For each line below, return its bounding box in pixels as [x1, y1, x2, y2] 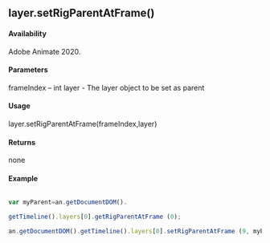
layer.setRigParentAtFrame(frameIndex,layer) [8, 119, 157, 128]
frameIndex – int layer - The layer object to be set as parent [8, 83, 205, 92]
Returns [8, 137, 36, 147]
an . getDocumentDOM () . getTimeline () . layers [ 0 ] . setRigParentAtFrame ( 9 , [8, 228, 250, 236]
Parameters [8, 65, 48, 75]
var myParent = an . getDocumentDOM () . [8, 198, 128, 207]
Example [8, 173, 39, 183]
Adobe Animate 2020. [8, 47, 81, 56]
